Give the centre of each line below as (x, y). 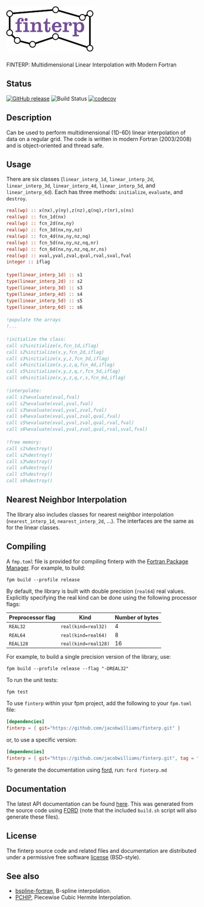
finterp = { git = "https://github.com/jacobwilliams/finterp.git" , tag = (100, 758)
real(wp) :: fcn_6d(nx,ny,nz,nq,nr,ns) (57, 249)
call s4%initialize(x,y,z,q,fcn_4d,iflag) (61, 365)
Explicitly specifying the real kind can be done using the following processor (102, 597)
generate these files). (33, 817)
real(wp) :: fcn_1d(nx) (36, 217)
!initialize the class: (36, 339)
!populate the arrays (34, 320)
